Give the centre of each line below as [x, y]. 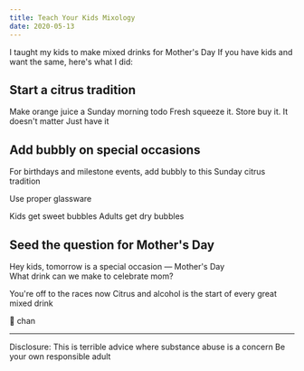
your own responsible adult [60, 356]
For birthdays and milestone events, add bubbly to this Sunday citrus [138, 172]
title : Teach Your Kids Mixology [72, 18]
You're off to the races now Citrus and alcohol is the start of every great [143, 293]
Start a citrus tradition [73, 90]
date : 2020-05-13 [42, 26]
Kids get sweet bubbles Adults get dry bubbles [97, 216]
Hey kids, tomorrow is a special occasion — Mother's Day [117, 266]
